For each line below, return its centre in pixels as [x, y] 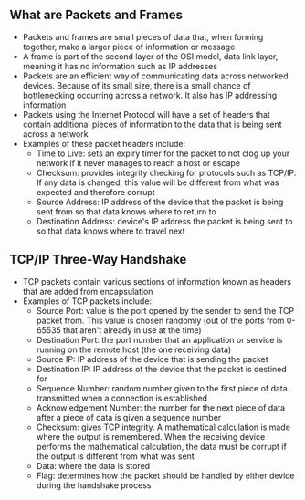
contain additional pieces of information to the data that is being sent [152, 124]
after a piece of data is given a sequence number [129, 417]
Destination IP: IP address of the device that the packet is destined [162, 369]
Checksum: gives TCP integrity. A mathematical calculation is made [163, 427]
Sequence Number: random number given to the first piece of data [162, 388]
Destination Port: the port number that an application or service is [159, 339]
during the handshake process [94, 485]
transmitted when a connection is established [122, 398]
